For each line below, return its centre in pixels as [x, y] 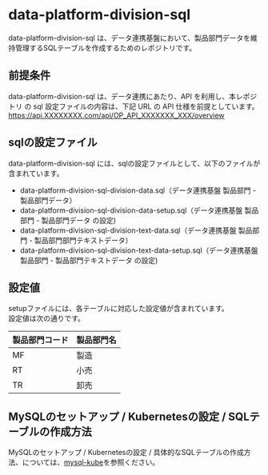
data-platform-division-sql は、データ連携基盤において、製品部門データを [130, 38]
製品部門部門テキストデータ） [84, 240]
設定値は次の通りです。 [47, 318]
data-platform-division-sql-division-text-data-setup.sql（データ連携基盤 [139, 250]
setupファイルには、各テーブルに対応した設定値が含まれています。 [119, 309]
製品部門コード [41, 340]
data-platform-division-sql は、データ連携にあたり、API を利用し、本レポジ [133, 96]
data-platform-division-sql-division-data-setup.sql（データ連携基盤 [131, 210]
